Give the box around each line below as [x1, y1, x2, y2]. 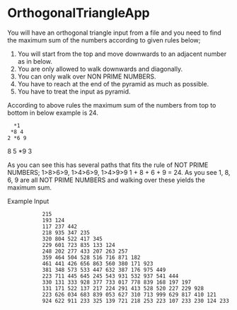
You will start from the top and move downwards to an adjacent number [17, 50, 227, 58]
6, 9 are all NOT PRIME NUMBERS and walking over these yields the [7, 176, 205, 184]
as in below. [17, 57, 53, 65]
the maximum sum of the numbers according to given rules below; [7, 35, 201, 44]
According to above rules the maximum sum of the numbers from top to [7, 101, 216, 109]
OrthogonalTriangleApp [7, 5, 150, 21]
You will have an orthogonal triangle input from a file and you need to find [7, 28, 221, 37]
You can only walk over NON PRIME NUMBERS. [17, 72, 157, 81]
